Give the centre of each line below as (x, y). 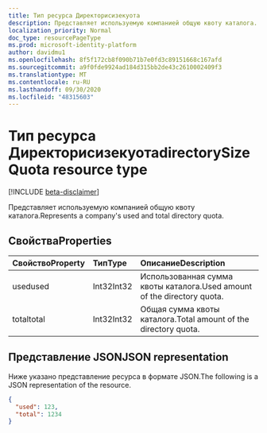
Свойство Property (49, 263)
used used (31, 286)
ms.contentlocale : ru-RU (49, 82)
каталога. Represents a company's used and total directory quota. (116, 216)
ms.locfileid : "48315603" (51, 97)
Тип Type (110, 263)
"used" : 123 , (37, 407)
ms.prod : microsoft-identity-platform (72, 45)
